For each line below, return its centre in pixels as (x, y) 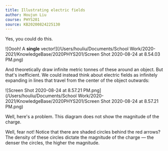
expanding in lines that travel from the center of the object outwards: (77, 80)
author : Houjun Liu (26, 15)
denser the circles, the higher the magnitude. (52, 143)
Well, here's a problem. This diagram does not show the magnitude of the (82, 117)
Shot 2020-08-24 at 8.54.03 (130, 54)
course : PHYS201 (22, 19)
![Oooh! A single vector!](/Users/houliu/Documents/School (67, 49)
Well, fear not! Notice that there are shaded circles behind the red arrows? (83, 132)
